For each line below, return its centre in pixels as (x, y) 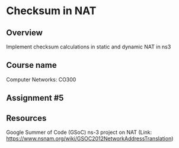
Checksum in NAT (51, 11)
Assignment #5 (35, 98)
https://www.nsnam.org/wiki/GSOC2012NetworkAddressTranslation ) (90, 139)
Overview (25, 33)
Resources (26, 118)
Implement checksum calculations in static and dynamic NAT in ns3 (89, 47)
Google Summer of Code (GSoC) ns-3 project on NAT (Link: (79, 132)
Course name (32, 65)
